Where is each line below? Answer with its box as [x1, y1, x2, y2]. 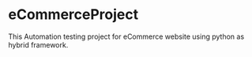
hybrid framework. [8, 40, 69, 49]
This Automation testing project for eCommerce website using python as [8, 32, 245, 41]
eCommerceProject [8, 6, 139, 24]
